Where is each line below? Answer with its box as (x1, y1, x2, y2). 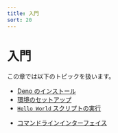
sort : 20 (7, 17, 32, 23)
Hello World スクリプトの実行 (16, 104, 102, 112)
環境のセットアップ (16, 96, 72, 104)
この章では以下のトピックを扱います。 (7, 72, 115, 81)
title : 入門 (7, 10, 39, 17)
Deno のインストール (16, 87, 77, 95)
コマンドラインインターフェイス (16, 119, 108, 127)
